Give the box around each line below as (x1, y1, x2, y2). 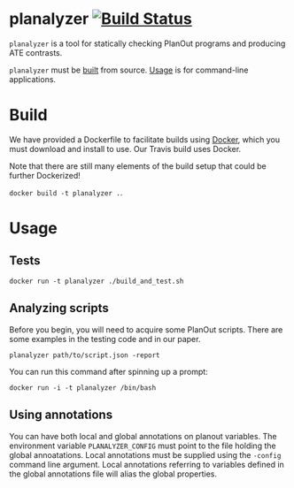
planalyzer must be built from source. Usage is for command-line (9, 65, 249, 75)
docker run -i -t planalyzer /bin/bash (9, 383, 157, 393)
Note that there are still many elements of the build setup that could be (9, 160, 267, 172)
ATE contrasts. (9, 47, 63, 57)
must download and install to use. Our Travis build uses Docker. (9, 143, 242, 154)
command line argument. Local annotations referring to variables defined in (9, 459, 285, 469)
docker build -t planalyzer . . (9, 187, 123, 198)
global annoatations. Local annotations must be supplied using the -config (9, 449, 282, 460)
